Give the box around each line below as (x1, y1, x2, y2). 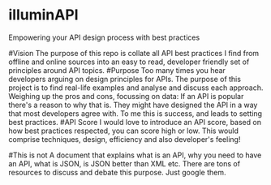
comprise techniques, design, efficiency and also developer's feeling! (8, 134, 241, 144)
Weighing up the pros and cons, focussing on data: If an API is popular (8, 91, 244, 101)
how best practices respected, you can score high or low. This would (8, 126, 239, 136)
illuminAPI (8, 6, 79, 24)
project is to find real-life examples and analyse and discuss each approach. (8, 83, 264, 92)
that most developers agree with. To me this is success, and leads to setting (8, 108, 262, 118)
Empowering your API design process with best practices (8, 32, 200, 42)
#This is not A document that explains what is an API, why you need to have (8, 150, 262, 160)
